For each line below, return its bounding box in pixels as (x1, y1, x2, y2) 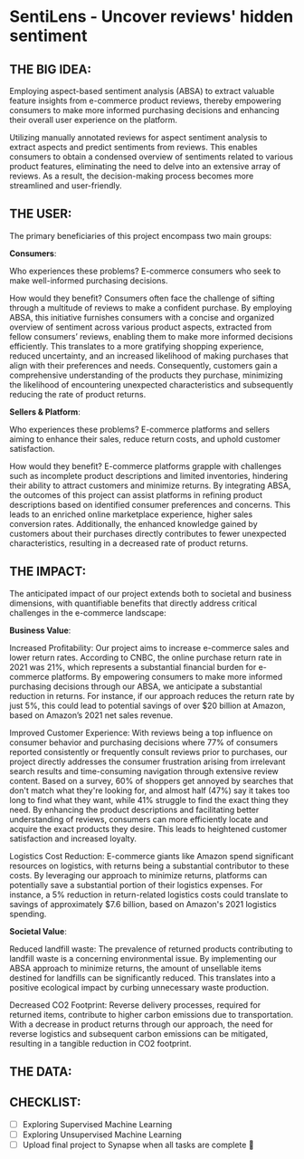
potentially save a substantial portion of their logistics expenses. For (9, 879, 263, 890)
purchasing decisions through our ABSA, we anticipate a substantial (9, 681, 262, 692)
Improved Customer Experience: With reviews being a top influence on (9, 727, 273, 738)
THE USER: (9, 206, 72, 222)
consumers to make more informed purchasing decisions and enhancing (9, 105, 280, 115)
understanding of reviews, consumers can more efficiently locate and (9, 813, 269, 825)
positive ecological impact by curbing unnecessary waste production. (9, 982, 270, 992)
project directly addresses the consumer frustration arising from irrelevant (9, 756, 286, 767)
